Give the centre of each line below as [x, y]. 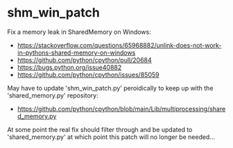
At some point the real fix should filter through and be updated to [100, 129]
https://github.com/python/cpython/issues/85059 [88, 75]
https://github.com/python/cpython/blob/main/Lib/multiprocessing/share [121, 109]
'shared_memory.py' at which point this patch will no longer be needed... [111, 137]
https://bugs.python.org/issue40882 [69, 67]
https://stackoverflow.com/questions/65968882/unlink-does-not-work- [119, 45]
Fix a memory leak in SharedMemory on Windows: [79, 32]
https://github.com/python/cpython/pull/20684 [85, 59]
